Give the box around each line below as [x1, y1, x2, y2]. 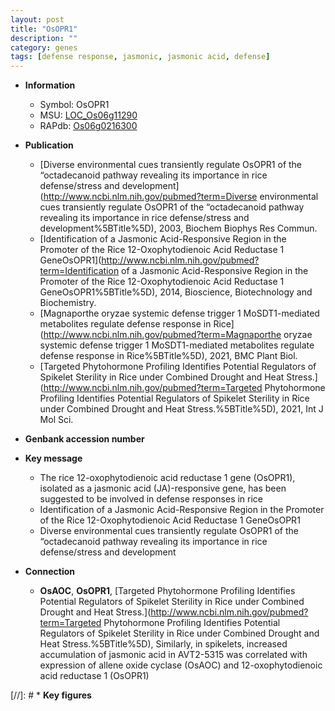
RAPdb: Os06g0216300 [39, 120, 138, 132]
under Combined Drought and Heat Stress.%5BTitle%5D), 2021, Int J [39, 403, 324, 415]
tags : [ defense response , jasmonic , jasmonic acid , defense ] [10, 52, 271, 62]
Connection [24, 566, 75, 578]
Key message [24, 452, 83, 465]
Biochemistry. [39, 297, 97, 309]
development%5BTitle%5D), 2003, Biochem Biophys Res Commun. [39, 222, 318, 235]
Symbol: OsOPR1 [39, 99, 110, 111]
